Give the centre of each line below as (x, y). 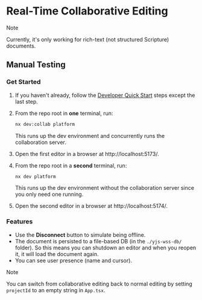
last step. (26, 101)
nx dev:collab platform (45, 124)
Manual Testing (36, 65)
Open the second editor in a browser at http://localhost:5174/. (91, 206)
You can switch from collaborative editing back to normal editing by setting (99, 284)
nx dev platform (35, 177)
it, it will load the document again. (57, 254)
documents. (21, 46)
